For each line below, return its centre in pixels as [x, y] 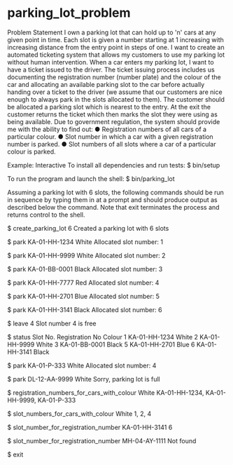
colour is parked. [31, 151]
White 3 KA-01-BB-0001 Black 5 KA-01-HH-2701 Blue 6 [115, 344]
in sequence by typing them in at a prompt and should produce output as [113, 200]
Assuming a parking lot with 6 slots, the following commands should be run [115, 192]
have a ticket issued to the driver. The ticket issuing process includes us [111, 69]
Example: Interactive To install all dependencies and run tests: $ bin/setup [114, 165]
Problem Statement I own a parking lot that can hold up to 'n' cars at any [112, 32]
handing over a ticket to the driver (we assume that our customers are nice [115, 92]
